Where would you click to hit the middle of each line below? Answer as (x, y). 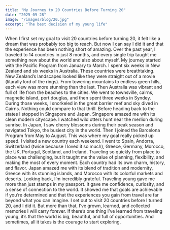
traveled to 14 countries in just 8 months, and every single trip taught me (81, 55)
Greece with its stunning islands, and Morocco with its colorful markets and (84, 174)
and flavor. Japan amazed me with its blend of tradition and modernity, (79, 168)
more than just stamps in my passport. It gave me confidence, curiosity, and (85, 184)
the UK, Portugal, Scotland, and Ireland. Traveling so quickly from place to (82, 152)
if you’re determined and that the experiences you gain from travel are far (82, 195)
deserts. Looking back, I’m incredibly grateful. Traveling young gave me (80, 179)
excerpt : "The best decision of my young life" (57, 24)
